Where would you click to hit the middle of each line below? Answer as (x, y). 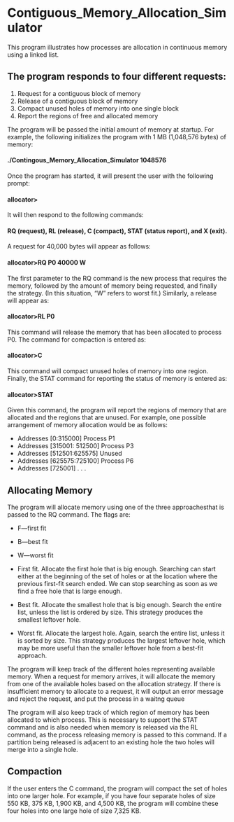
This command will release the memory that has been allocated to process (115, 332)
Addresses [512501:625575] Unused (70, 454)
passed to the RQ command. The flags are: (69, 514)
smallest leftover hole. (49, 619)
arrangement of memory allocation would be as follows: (87, 425)
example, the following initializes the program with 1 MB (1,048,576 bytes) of (117, 137)
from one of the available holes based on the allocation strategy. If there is (114, 683)
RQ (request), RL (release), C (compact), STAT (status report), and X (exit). (117, 231)
